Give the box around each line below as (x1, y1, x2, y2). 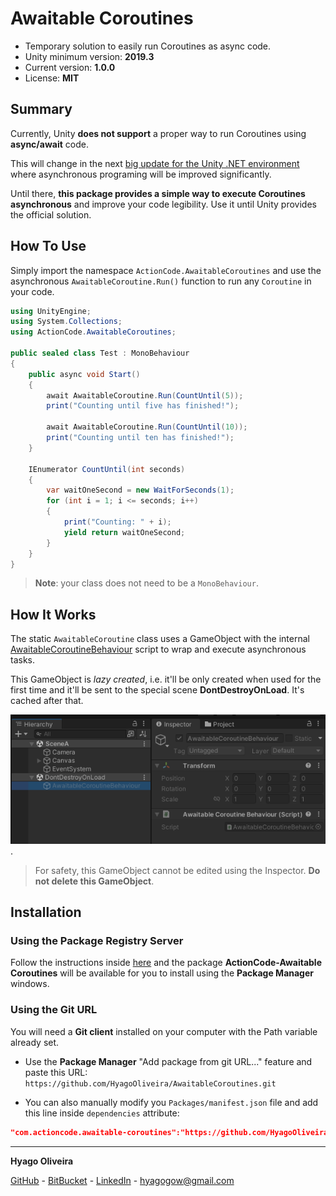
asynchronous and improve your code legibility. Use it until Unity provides (10, 198, 317, 210)
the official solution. (10, 208, 92, 221)
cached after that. (10, 695, 84, 707)
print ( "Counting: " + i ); (63, 517, 172, 527)
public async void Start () (28, 369, 141, 379)
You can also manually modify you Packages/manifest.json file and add (24, 1096, 319, 1108)
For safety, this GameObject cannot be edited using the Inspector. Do (34, 864, 321, 876)
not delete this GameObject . (34, 875, 155, 887)
